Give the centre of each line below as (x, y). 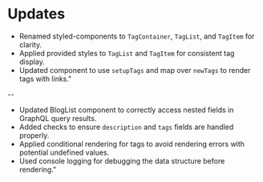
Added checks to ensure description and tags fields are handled (126, 127)
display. (32, 62)
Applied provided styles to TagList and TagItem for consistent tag (127, 53)
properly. (34, 135)
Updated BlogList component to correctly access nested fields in (126, 110)
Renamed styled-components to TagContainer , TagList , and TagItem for (137, 36)
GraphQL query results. (58, 118)
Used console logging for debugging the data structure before (122, 160)
